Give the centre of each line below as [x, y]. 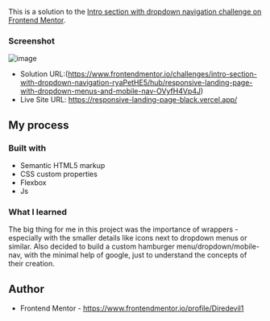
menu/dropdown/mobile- [218, 247]
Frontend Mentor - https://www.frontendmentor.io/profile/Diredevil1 [132, 308]
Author [26, 289]
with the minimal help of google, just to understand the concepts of [135, 255]
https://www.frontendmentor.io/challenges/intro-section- [162, 74]
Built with [27, 148]
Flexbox [33, 182]
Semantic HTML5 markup [62, 165]
